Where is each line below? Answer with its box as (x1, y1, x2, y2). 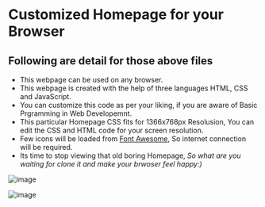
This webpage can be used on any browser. (19, 75, 163, 84)
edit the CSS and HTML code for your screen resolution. (19, 125, 204, 135)
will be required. (19, 143, 73, 151)
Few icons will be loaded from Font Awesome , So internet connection (19, 134, 247, 144)
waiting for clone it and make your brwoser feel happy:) (19, 159, 202, 168)
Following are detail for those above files (8, 54, 213, 67)
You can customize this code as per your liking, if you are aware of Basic (19, 101, 258, 109)
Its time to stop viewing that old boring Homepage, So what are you (19, 151, 241, 160)
